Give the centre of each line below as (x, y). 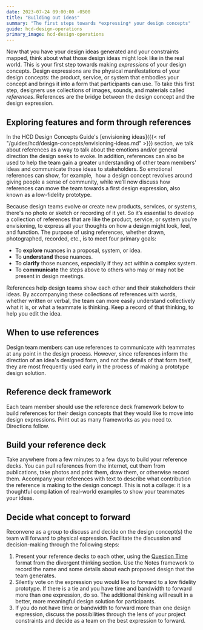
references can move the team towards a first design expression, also (93, 188)
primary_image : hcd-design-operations (55, 35)
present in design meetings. (50, 276)
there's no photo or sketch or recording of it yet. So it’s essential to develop (100, 213)
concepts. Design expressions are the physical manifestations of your (93, 71)
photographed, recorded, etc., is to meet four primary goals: (81, 238)
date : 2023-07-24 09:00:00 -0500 (48, 12)
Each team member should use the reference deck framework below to (95, 406)
